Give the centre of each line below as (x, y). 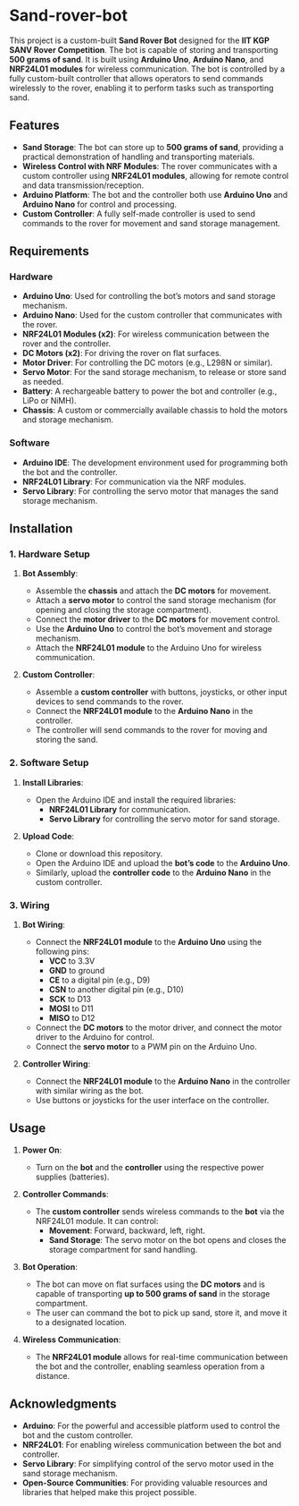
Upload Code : (48, 836)
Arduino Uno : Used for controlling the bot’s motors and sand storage (149, 296)
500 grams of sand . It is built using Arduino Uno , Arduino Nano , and (137, 59)
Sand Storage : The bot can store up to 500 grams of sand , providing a (153, 147)
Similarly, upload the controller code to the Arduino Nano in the (153, 872)
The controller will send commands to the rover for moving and (151, 730)
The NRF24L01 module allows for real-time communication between (162, 1357)
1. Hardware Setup (50, 554)
